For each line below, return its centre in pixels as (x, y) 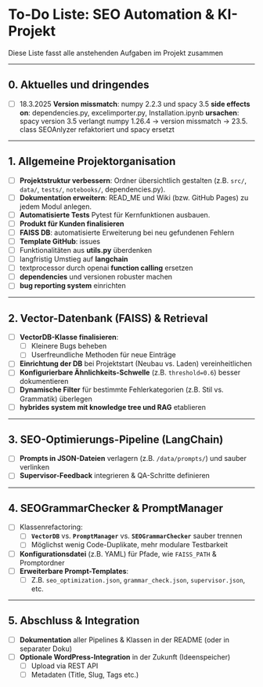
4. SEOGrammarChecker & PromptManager (116, 508)
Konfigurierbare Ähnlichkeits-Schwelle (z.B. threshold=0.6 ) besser (130, 373)
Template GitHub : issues (59, 241)
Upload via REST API (65, 666)
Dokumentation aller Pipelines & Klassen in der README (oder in (124, 639)
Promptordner (42, 562)
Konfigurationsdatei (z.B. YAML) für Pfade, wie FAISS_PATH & (118, 554)
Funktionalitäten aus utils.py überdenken (86, 250)
